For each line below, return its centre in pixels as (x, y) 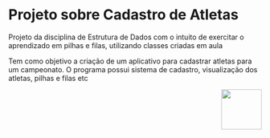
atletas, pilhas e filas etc (48, 78)
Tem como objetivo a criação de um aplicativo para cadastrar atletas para (130, 61)
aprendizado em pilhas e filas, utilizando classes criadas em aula (116, 45)
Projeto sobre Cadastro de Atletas (123, 15)
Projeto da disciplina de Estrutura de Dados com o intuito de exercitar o (126, 37)
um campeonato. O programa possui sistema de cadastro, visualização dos (133, 69)
